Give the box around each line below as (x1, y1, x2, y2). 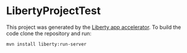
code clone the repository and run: (6, 29, 91, 37)
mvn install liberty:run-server (6, 41, 87, 47)
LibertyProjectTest (6, 4, 101, 18)
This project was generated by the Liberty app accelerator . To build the (6, 24, 181, 31)
